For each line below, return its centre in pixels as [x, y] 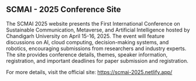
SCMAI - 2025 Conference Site [63, 10]
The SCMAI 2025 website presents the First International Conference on [93, 23]
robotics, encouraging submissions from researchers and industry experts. [96, 48]
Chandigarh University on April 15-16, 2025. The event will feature [85, 36]
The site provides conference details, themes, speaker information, [87, 54]
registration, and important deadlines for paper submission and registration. [97, 61]
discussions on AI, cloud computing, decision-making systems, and [87, 42]
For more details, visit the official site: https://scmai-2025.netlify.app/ [89, 72]
